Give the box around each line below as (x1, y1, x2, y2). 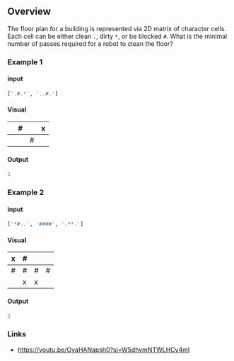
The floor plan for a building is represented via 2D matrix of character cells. (7, 24, 226, 32)
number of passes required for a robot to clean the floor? (7, 39, 173, 48)
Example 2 (7, 187, 45, 197)
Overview (7, 6, 52, 18)
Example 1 (7, 57, 43, 66)
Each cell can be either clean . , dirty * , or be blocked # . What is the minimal (7, 32, 228, 40)
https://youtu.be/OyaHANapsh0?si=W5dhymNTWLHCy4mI (17, 345, 190, 354)
